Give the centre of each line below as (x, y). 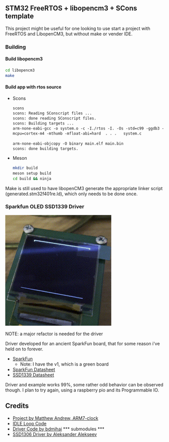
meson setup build (32, 173)
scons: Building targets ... (43, 123)
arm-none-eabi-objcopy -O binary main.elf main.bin (68, 144)
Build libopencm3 (24, 59)
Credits (17, 406)
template (20, 16)
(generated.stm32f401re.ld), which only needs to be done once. (71, 194)
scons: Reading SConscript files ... (52, 113)
